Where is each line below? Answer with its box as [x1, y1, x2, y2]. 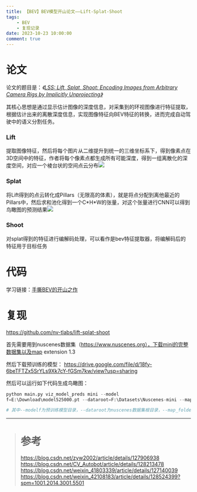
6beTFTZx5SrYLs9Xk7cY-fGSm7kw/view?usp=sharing [6, 367, 138, 374]
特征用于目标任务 [6, 242, 47, 249]
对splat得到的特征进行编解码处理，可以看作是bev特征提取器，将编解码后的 [6, 235, 186, 242]
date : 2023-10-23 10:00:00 [6, 31, 72, 37]
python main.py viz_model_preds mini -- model [6, 391, 119, 397]
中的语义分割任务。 [11, 118, 57, 125]
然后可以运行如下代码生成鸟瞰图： [6, 379, 89, 387]
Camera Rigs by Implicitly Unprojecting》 [6, 91, 103, 98]
